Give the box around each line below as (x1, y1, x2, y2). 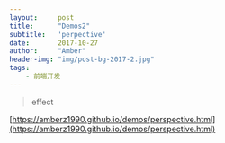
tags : (9, 64, 30, 73)
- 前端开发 (25, 72, 61, 81)
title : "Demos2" (9, 22, 91, 31)
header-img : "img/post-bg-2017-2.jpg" (9, 55, 155, 64)
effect (31, 96, 54, 107)
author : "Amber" (9, 47, 87, 56)
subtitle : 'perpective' (9, 30, 106, 39)
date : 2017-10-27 (9, 38, 99, 48)
